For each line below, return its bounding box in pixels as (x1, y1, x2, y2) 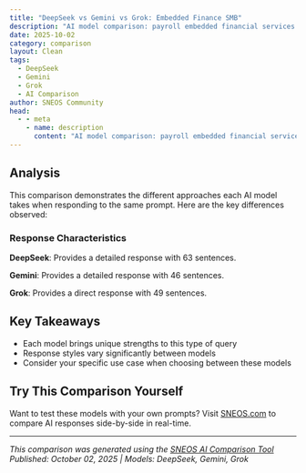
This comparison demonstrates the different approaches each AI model (9, 189, 278, 200)
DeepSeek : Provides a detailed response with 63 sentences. (9, 252, 237, 263)
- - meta (17, 115, 51, 124)
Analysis (9, 166, 61, 181)
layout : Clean (9, 47, 64, 56)
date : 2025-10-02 (9, 30, 76, 39)
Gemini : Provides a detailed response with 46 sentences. (9, 269, 225, 280)
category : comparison (9, 38, 92, 48)
